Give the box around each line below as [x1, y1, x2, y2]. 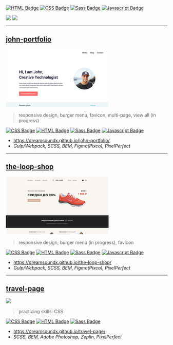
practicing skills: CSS [18, 309, 64, 315]
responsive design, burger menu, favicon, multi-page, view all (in [18, 112, 156, 118]
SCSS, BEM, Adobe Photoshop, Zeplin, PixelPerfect [13, 334, 122, 340]
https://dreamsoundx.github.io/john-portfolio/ [13, 137, 110, 143]
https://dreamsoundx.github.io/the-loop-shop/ [13, 259, 112, 265]
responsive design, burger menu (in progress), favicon [18, 239, 134, 245]
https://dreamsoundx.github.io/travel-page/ [13, 329, 106, 335]
